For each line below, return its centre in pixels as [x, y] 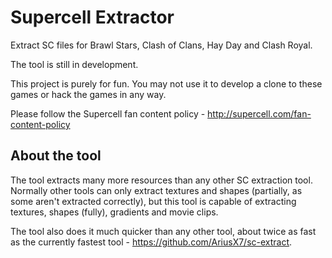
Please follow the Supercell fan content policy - [108, 113]
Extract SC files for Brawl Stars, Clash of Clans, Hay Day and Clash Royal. [161, 45]
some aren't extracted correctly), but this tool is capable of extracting [153, 201]
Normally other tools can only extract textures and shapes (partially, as [156, 190]
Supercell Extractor [92, 17]
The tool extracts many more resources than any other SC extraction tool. [161, 180]
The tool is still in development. [74, 64]
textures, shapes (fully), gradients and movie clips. [114, 212]
